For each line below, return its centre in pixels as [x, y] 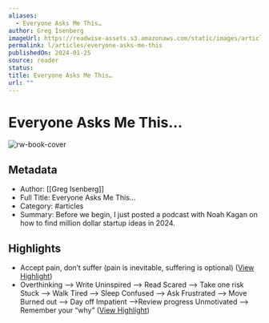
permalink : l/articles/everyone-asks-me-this [85, 46]
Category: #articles [52, 206]
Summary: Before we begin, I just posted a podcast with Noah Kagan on [139, 215]
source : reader [34, 61]
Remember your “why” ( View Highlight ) [85, 310]
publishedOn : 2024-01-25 [50, 53]
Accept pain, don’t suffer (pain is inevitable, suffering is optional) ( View [137, 268]
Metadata [33, 170]
